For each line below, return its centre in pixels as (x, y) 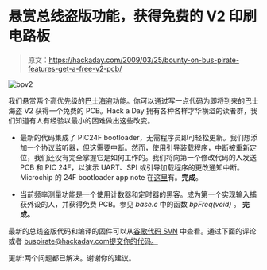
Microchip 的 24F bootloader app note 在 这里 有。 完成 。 (111, 177)
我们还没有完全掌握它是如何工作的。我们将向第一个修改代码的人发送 (145, 157)
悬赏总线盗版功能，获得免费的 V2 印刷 (132, 16)
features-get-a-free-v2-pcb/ (75, 68)
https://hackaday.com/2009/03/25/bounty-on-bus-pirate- (144, 60)
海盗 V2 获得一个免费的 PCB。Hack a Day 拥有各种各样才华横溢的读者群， (130, 110)
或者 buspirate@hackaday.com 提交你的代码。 (83, 241)
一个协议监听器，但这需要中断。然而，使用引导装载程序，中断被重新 (138, 147)
